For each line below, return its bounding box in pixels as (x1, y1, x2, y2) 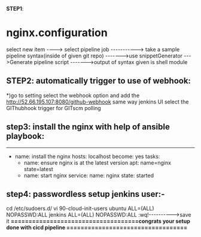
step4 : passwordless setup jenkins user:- (6, 189, 165, 199)
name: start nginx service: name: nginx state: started (23, 172, 154, 179)
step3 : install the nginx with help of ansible (6, 122, 170, 132)
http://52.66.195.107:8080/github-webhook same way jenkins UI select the (6, 98, 189, 105)
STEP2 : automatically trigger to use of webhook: (6, 76, 191, 86)
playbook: (6, 131, 45, 141)
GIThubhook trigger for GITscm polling (6, 104, 102, 111)
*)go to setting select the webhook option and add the (6, 92, 140, 99)
